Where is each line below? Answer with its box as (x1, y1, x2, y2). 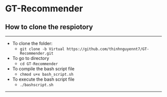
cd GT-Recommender (19, 61, 58, 66)
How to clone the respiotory (5, 23, 93, 31)
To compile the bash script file (12, 66, 75, 72)
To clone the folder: (12, 41, 53, 46)
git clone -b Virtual (19, 47, 65, 51)
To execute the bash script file (12, 76, 75, 82)
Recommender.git (19, 51, 54, 56)
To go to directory (12, 55, 50, 61)
